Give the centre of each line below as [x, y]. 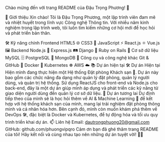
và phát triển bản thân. [28, 33]
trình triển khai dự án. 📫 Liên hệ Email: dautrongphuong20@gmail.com [77, 122]
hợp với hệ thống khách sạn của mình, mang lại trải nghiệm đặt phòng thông [83, 104]
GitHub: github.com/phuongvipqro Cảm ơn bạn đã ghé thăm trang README [82, 129]
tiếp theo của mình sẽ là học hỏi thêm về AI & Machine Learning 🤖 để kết [79, 98]
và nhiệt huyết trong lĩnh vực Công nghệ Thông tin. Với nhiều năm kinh [77, 23]
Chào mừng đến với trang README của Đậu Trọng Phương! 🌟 [67, 8]
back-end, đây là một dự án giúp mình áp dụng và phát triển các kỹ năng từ [82, 88]
